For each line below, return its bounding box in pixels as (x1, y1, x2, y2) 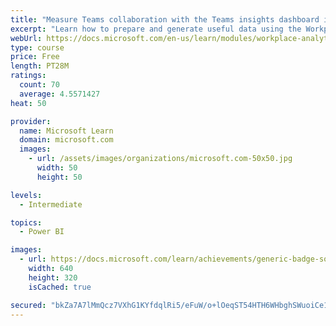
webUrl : (10, 33, 43, 43)
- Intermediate (19, 199, 83, 210)
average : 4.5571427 (19, 89, 101, 99)
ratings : (10, 71, 47, 81)
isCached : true (28, 282, 92, 292)
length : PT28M (10, 61, 70, 71)
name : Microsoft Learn (19, 126, 114, 136)
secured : (10, 300, 47, 310)
